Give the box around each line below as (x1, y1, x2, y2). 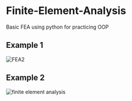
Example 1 (6, 40, 44, 50)
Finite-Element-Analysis (6, 4, 126, 18)
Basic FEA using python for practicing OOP (6, 23, 109, 30)
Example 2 (6, 73, 45, 83)
